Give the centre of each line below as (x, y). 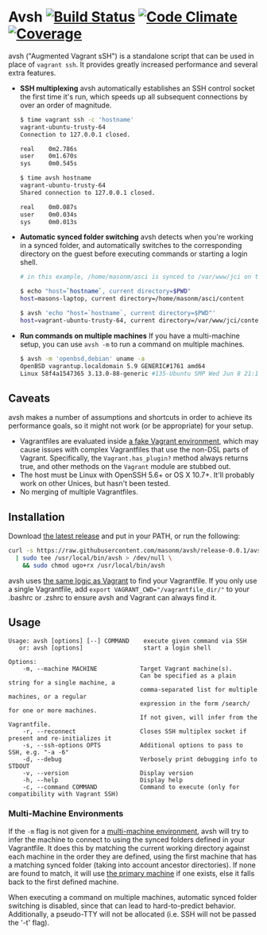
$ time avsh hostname (55, 178)
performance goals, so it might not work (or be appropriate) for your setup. (131, 426)
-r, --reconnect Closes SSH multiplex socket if (135, 731)
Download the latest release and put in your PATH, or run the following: (124, 536)
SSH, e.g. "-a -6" (39, 752)
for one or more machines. (53, 710)
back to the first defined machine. (64, 882)
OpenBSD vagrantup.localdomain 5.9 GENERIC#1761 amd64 (112, 366)
